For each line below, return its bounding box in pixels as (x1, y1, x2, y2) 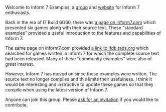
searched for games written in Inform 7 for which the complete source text (5, 50, 159, 56)
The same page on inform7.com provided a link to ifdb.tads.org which (5, 45, 149, 51)
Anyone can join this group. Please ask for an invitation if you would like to (5, 96, 159, 102)
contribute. (5, 102, 28, 107)
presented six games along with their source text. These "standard (5, 25, 143, 31)
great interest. (5, 61, 34, 67)
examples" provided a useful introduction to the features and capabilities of (5, 30, 161, 36)
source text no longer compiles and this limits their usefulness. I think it (5, 76, 152, 82)
